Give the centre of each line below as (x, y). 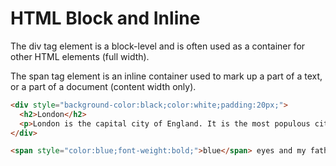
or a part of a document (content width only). (103, 86)
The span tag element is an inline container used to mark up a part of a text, (166, 76)
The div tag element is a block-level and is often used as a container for (158, 46)
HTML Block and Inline (105, 18)
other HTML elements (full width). (80, 56)
